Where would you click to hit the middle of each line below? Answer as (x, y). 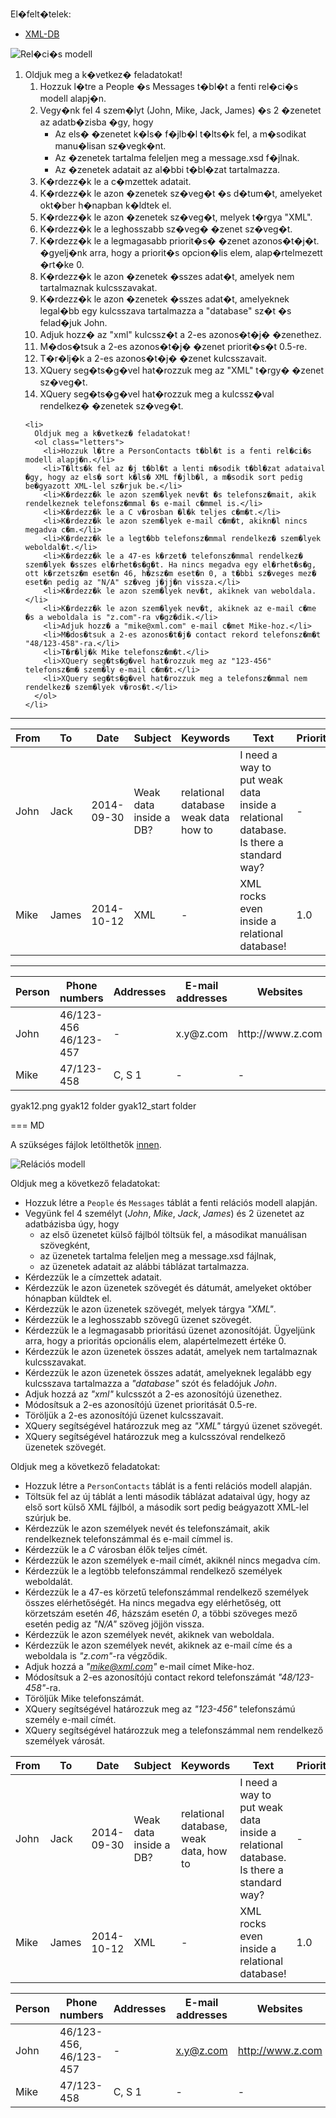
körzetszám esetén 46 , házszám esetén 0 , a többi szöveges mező (161, 1613)
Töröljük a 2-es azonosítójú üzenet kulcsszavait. (124, 1415)
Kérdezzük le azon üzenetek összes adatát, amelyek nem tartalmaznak (171, 1351)
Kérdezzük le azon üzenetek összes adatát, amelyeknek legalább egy (168, 1372)
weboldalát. (48, 1581)
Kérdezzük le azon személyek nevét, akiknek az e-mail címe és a (158, 1645)
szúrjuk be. (48, 1517)
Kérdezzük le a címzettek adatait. (93, 1277)
